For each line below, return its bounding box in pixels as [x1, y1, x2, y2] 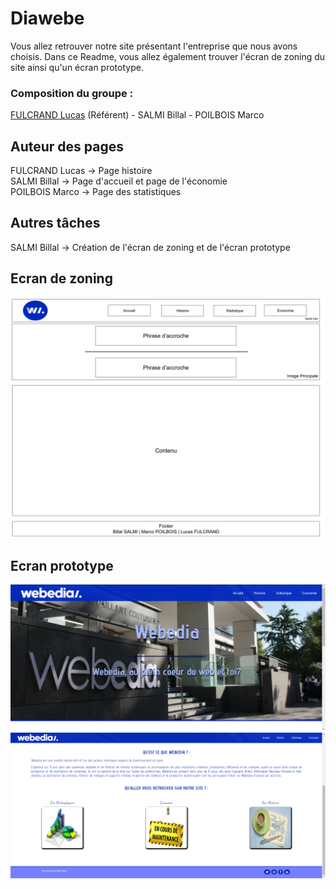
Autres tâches [10, 215, 101, 232]
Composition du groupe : [10, 86, 134, 100]
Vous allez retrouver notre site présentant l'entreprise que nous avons [10, 40, 298, 52]
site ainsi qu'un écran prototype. [10, 61, 144, 73]
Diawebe [10, 7, 85, 30]
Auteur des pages [10, 138, 125, 155]
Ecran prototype [10, 557, 114, 574]
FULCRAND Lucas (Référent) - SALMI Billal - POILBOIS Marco [10, 109, 265, 121]
